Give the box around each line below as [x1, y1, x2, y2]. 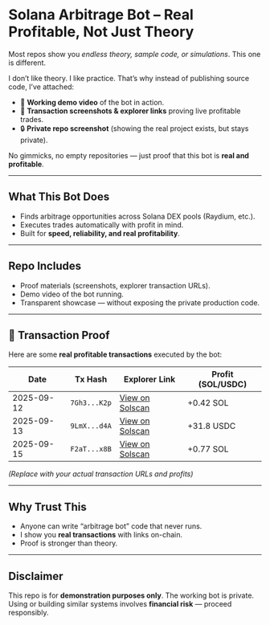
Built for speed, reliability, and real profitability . [19, 228, 181, 238]
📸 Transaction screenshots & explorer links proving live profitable [19, 106, 241, 116]
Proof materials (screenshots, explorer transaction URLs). [19, 280, 211, 290]
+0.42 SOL [187, 398, 229, 409]
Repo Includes [8, 259, 82, 273]
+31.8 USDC [187, 420, 236, 431]
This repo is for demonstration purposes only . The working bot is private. [8, 590, 255, 600]
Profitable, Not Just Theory [8, 22, 194, 41]
